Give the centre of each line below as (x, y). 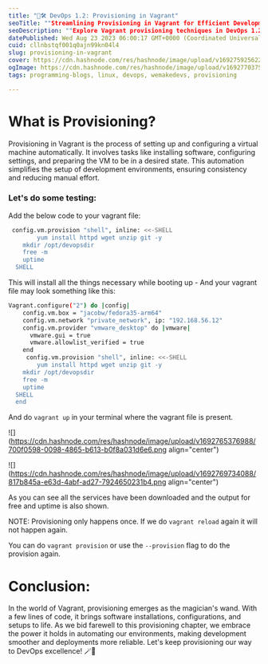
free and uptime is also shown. (59, 506)
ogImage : (23, 68)
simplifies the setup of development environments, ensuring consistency (128, 169)
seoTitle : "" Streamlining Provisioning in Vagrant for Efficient (119, 23)
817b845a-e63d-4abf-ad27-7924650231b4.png (87, 482)
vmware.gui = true (60, 335)
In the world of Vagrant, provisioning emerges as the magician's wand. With (133, 608)
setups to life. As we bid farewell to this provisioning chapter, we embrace (130, 625)
